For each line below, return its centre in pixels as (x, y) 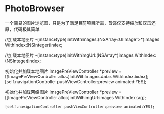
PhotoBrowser (35, 9)
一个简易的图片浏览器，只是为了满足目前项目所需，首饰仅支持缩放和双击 (78, 23)
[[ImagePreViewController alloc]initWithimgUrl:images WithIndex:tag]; (76, 97)
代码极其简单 (27, 29)
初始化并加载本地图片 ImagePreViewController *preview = (63, 71)
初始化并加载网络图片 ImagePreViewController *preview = (63, 92)
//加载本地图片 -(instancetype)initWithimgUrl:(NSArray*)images (69, 55)
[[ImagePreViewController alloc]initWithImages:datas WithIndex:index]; (77, 76)
